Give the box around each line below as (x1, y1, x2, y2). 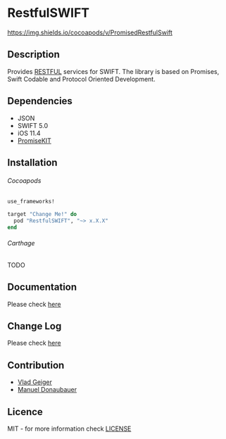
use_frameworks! (7, 198, 55, 205)
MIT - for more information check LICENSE (7, 424, 132, 433)
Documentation (7, 281, 77, 293)
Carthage (7, 239, 35, 248)
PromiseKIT (17, 136, 51, 145)
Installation (7, 156, 58, 168)
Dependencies (7, 95, 73, 107)
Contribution (7, 359, 65, 371)
